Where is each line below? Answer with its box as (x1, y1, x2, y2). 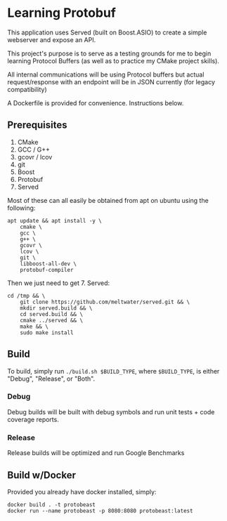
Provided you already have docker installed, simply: (7, 487, 157, 496)
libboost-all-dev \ (20, 260, 77, 268)
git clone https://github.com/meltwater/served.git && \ (20, 298, 190, 305)
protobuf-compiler (20, 266, 74, 273)
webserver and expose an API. (7, 35, 96, 44)
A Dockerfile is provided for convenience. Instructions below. (7, 98, 184, 107)
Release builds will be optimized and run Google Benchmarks (7, 449, 185, 457)
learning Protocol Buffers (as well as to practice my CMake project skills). (7, 56, 220, 65)
